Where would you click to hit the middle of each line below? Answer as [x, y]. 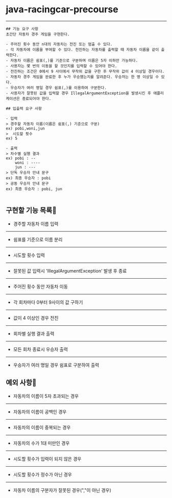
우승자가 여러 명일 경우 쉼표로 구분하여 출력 [56, 365]
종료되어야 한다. [36, 98]
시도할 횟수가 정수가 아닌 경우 [42, 474]
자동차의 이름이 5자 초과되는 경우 [46, 396]
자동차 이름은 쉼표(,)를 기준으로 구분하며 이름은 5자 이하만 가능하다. [74, 60]
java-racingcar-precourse [62, 9]
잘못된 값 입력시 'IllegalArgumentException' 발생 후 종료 [70, 271]
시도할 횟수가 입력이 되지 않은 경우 [47, 459]
